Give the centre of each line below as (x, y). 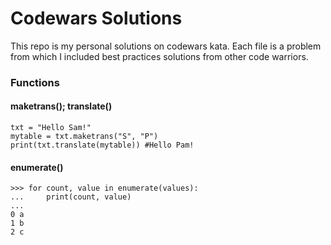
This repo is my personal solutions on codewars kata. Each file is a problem (166, 46)
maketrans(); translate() (61, 106)
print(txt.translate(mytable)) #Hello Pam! (102, 145)
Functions (35, 82)
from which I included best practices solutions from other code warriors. (159, 56)
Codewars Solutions (96, 18)
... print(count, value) (71, 197)
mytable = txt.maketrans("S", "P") (84, 137)
